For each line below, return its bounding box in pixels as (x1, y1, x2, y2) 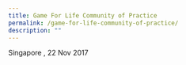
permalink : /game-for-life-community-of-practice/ (8, 19, 179, 27)
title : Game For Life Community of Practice (8, 11, 158, 20)
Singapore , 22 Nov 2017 (8, 48, 89, 58)
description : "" (8, 26, 62, 34)
